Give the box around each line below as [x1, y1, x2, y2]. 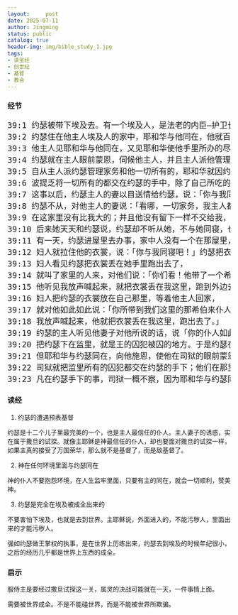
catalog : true [7, 37, 50, 44]
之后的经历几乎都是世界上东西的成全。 [7, 548, 119, 556]
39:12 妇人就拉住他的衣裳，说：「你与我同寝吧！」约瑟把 [7, 247, 225, 258]
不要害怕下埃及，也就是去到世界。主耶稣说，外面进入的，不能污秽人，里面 [7, 515, 225, 523]
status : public [7, 30, 52, 38]
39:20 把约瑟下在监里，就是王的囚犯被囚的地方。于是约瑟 [7, 339, 228, 350]
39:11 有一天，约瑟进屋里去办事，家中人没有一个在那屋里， [7, 236, 236, 246]
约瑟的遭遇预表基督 [17, 413, 74, 421]
